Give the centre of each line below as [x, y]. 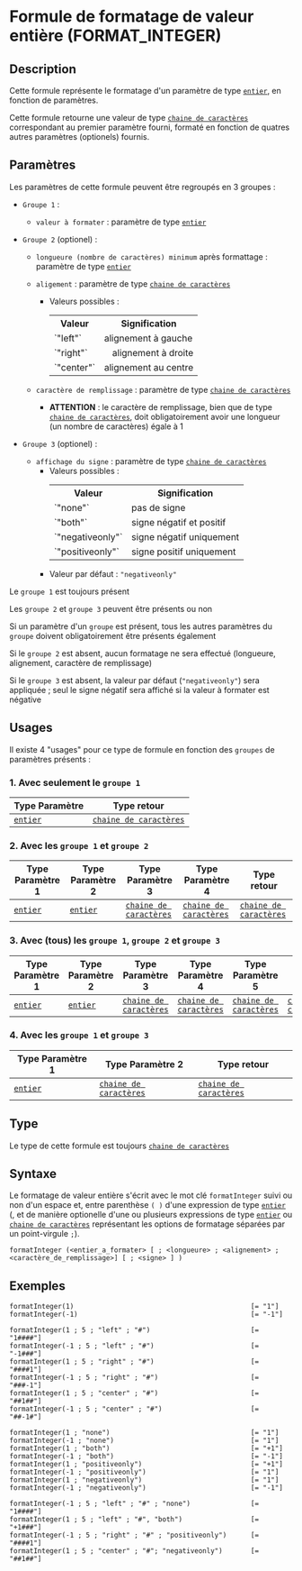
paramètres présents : [50, 759]
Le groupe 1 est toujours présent [70, 591]
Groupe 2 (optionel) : [60, 239]
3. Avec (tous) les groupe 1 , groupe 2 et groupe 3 [115, 941]
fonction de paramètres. [54, 100]
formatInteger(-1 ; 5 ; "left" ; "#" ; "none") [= [134, 1504]
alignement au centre [149, 367]
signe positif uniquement [184, 552]
